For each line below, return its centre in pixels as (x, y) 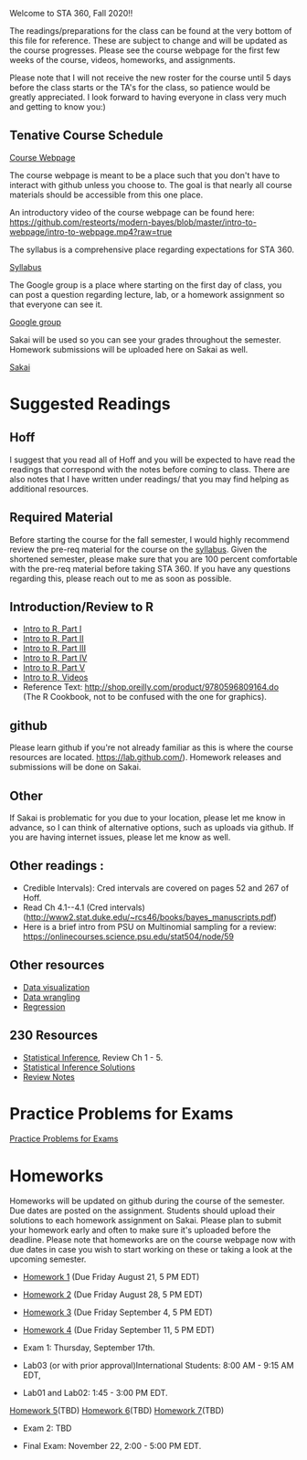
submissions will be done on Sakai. (75, 767)
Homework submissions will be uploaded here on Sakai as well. (129, 349)
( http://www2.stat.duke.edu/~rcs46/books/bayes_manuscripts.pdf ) (149, 916)
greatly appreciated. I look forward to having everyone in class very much (148, 97)
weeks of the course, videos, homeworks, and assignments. (122, 60)
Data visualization (56, 987)
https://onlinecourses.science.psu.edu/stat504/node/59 (128, 936)
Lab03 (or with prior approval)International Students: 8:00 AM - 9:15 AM (158, 1366)
